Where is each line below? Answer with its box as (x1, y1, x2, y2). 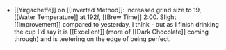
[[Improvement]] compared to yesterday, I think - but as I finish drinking (13, 21, 219, 28)
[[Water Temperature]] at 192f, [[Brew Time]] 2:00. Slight (13, 13, 177, 21)
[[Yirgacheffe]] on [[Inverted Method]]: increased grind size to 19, (13, 6, 202, 14)
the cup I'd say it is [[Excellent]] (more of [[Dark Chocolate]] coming (13, 27, 209, 36)
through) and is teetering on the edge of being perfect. (13, 35, 171, 43)
